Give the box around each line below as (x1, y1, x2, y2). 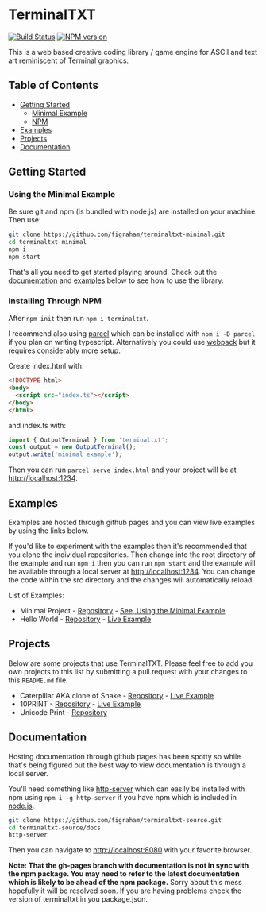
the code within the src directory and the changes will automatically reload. (8, 575, 254, 585)
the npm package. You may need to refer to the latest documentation (8, 869, 240, 879)
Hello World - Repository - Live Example (19, 614, 152, 624)
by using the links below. (8, 526, 89, 535)
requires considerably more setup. (8, 346, 121, 355)
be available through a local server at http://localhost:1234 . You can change (8, 566, 256, 577)
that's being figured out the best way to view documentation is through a (8, 760, 246, 770)
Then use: (8, 215, 41, 225)
